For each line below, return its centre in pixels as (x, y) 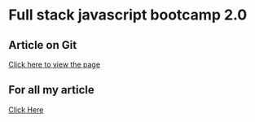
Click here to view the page (54, 64)
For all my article (52, 90)
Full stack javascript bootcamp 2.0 (128, 15)
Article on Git (43, 45)
